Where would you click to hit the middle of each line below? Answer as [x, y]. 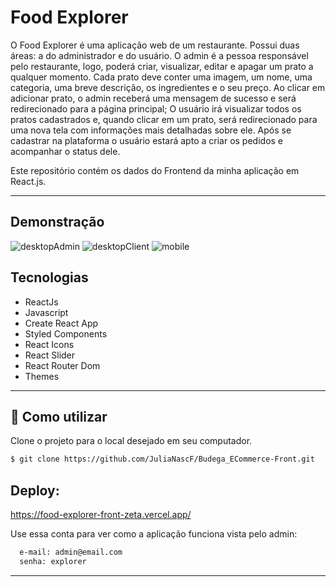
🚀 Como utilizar [59, 416]
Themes [42, 376]
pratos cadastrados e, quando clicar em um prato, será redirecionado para [164, 119]
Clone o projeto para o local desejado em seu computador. [131, 441]
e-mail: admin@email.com [71, 552]
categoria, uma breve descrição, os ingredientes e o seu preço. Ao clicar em [168, 87]
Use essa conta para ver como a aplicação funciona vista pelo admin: [154, 534]
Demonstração [57, 222]
